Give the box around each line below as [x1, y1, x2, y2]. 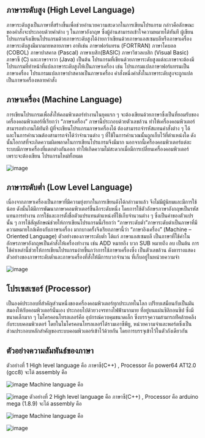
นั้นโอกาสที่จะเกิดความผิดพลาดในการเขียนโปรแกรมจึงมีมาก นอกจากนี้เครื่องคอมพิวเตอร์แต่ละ [6, 138, 192, 146]
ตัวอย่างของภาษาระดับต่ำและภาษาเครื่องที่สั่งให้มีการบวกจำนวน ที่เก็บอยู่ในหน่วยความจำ [6, 254, 180, 261]
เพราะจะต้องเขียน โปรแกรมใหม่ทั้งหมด [6, 152, 83, 159]
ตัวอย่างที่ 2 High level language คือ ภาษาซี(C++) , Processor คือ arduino [29, 393, 199, 401]
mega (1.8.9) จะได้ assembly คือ [6, 400, 82, 407]
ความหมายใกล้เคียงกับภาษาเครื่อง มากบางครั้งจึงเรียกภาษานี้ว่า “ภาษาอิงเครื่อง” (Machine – [6, 226, 192, 233]
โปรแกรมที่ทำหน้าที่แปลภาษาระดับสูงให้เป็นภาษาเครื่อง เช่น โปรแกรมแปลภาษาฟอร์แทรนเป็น [6, 62, 190, 70]
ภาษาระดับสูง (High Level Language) [6, 5, 135, 15]
